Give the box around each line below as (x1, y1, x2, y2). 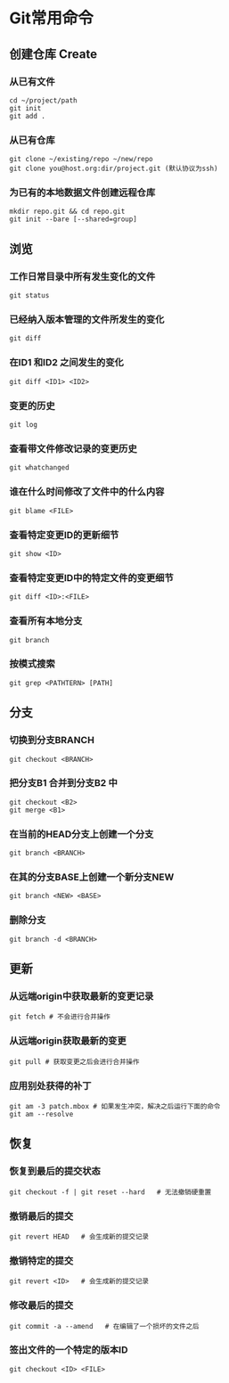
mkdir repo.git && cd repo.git (9, 207, 126, 217)
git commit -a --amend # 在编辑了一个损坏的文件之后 (9, 1322, 200, 1330)
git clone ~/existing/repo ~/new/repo (9, 155, 153, 164)
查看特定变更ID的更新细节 (9, 528, 119, 541)
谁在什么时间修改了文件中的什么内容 (9, 486, 165, 498)
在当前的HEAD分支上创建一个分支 (9, 828, 154, 840)
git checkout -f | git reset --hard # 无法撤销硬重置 (9, 1187, 212, 1197)
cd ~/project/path (9, 95, 78, 105)
